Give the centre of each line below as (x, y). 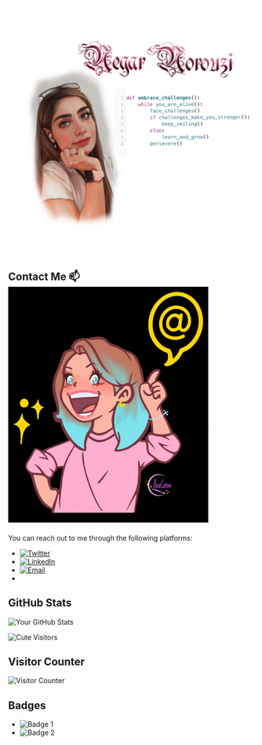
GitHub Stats (40, 603)
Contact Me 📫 (44, 277)
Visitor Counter (46, 662)
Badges (27, 705)
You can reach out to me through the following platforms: (100, 538)
